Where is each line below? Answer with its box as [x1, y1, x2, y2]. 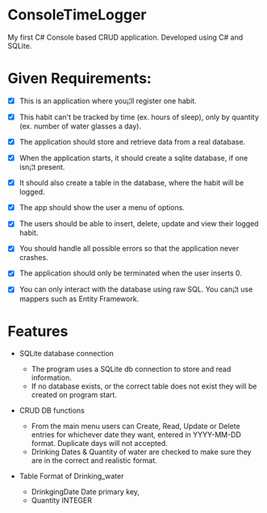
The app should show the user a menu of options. [19, 203, 185, 212]
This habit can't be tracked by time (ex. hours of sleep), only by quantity [19, 111, 260, 122]
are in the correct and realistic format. [31, 456, 158, 465]
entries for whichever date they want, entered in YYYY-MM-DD [31, 430, 241, 439]
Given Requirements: [7, 69, 152, 88]
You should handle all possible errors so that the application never [19, 244, 240, 254]
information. [31, 373, 72, 383]
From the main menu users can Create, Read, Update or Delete [31, 422, 240, 431]
